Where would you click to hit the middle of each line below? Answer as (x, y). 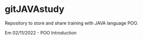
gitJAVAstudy (34, 9)
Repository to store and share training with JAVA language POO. (71, 23)
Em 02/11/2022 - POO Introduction (41, 32)
